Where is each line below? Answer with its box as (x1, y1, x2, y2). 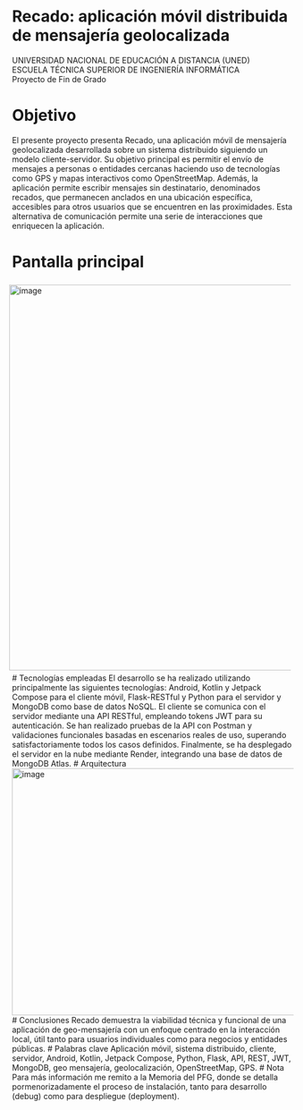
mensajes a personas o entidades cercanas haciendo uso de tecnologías (12, 163, 281, 174)
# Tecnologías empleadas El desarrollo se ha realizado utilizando (12, 673, 251, 683)
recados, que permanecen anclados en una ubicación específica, (12, 191, 253, 202)
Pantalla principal (12, 252, 145, 272)
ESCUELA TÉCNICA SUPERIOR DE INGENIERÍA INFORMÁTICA (12, 64, 240, 75)
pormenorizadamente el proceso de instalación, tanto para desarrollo (12, 1080, 267, 1092)
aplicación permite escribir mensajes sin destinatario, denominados (12, 182, 261, 193)
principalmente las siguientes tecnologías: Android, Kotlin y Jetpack (12, 682, 262, 692)
